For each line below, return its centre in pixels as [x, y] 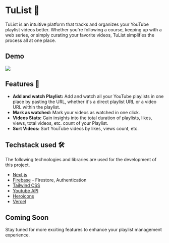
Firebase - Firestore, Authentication [49, 180]
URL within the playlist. [36, 107]
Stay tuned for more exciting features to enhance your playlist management [84, 230]
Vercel [19, 202]
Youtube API [25, 191]
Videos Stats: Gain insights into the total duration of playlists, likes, [82, 118]
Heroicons [23, 196]
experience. [18, 235]
